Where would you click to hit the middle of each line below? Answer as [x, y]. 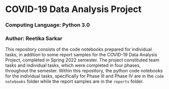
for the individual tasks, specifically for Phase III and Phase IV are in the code [84, 76]
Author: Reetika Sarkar [34, 39]
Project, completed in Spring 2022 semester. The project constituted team [82, 60]
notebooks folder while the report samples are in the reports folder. [74, 81]
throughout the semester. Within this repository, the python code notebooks [84, 71]
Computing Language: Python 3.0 [48, 25]
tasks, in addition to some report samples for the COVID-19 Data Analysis [81, 55]
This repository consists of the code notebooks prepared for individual [79, 49]
